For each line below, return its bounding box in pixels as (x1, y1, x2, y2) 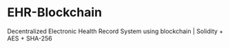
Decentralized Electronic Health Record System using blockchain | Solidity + (7, 27, 224, 35)
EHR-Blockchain (7, 5, 102, 20)
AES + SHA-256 (7, 34, 53, 42)
